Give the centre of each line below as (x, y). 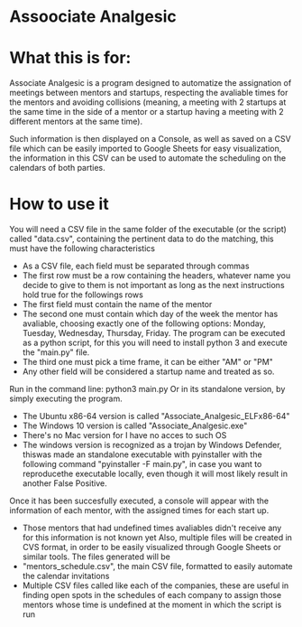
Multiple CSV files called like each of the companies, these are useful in (156, 585)
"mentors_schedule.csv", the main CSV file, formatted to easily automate (157, 566)
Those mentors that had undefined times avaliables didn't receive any (152, 528)
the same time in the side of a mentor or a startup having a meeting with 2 (146, 112)
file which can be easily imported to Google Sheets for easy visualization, (146, 149)
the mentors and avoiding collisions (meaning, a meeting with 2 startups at (148, 102)
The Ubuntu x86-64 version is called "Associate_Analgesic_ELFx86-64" (156, 416)
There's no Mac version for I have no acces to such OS (124, 435)
